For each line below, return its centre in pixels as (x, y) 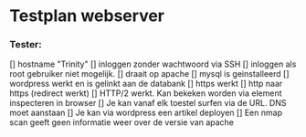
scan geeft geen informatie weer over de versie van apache (122, 122)
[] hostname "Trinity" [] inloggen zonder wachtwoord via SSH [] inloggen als (153, 64)
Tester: (26, 45)
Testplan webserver (87, 16)
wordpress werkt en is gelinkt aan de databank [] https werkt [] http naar (146, 84)
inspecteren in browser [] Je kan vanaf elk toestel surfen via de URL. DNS (148, 103)
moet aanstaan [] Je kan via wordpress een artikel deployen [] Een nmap (146, 113)
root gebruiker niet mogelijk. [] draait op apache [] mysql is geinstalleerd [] (149, 74)
